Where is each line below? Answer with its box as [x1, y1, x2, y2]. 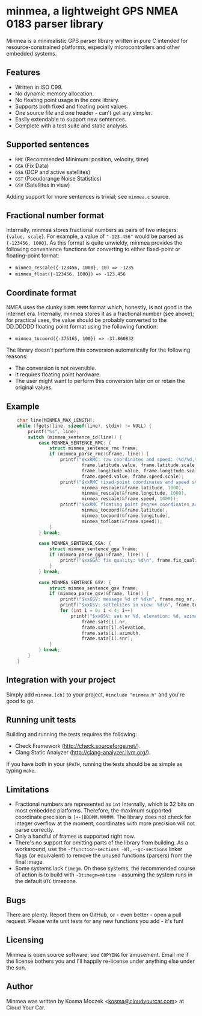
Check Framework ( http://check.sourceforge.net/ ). [14, 742, 141, 750]
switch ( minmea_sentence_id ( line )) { [28, 434, 122, 440]
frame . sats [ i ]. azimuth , [81, 630, 141, 636]
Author [6, 982, 33, 992]
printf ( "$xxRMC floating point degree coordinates [60, 501, 189, 508]
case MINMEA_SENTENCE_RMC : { [38, 440, 112, 446]
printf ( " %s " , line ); [28, 428, 79, 434]
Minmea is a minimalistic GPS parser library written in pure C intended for [6, 37, 188, 44]
